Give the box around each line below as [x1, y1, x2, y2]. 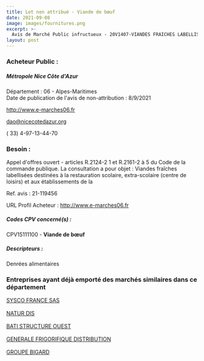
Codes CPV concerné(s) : [6, 216, 72, 223]
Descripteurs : [6, 245, 44, 252]
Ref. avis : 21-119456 [6, 190, 58, 197]
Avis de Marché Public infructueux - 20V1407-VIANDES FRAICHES [12, 32, 175, 38]
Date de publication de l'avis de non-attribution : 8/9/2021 [6, 94, 151, 101]
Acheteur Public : [6, 57, 59, 66]
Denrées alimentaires [6, 260, 59, 268]
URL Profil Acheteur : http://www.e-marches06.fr [6, 202, 129, 209]
